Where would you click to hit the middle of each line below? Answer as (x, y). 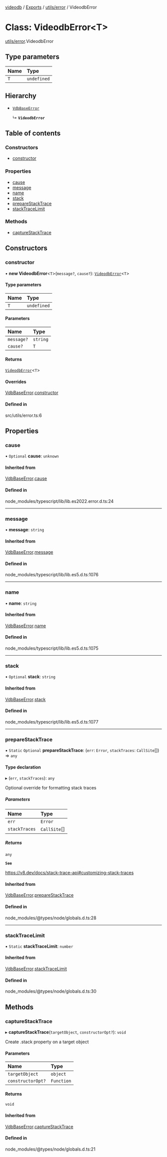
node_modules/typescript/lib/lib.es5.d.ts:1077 (52, 722)
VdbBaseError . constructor (32, 393)
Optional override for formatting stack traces (51, 788)
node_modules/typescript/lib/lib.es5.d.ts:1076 (52, 575)
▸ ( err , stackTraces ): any (30, 778)
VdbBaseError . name (26, 626)
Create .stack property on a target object (47, 1042)
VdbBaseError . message (29, 552)
